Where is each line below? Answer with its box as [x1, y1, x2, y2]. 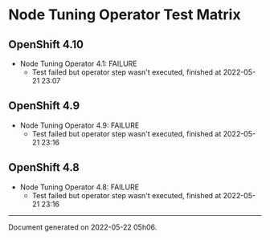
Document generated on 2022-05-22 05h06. [8, 222, 157, 232]
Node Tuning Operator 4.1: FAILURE [19, 59, 137, 68]
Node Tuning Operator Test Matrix [8, 6, 241, 24]
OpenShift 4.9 [8, 99, 80, 113]
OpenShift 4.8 [8, 161, 80, 174]
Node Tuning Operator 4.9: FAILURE [19, 120, 140, 130]
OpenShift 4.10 [8, 38, 84, 51]
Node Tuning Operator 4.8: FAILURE [19, 182, 139, 192]
